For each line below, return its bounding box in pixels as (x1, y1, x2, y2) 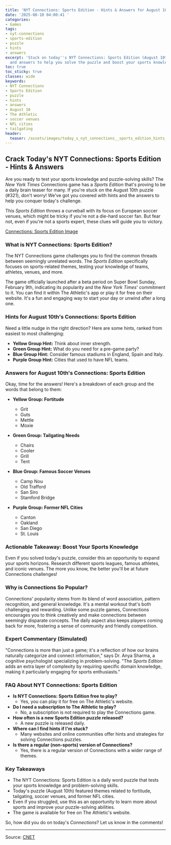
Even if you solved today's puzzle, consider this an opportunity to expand (5, 555, 160, 561)
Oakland (20, 519, 38, 526)
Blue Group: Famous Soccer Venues (12, 468, 91, 474)
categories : (5, 17, 31, 22)
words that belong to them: (5, 386, 62, 392)
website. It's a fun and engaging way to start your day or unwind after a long (5, 295, 165, 301)
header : (5, 131, 22, 136)
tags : (5, 27, 17, 32)
